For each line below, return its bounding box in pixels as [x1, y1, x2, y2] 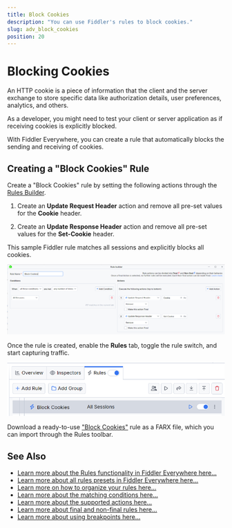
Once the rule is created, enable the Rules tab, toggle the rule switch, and [7, 341, 217, 349]
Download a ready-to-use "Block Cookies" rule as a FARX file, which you [7, 423, 214, 431]
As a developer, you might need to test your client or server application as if [7, 115, 223, 123]
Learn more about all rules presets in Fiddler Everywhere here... [17, 476, 199, 484]
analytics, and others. [7, 101, 69, 110]
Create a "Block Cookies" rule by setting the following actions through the [7, 181, 217, 189]
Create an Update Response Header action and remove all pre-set [17, 223, 207, 231]
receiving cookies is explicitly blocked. [7, 122, 117, 131]
